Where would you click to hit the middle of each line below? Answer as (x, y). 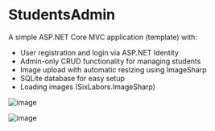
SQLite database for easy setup (72, 78)
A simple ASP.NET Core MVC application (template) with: (103, 37)
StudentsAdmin (62, 15)
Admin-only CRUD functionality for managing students (110, 61)
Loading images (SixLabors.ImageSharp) (87, 87)
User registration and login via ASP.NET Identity (99, 52)
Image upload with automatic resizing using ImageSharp (113, 69)
